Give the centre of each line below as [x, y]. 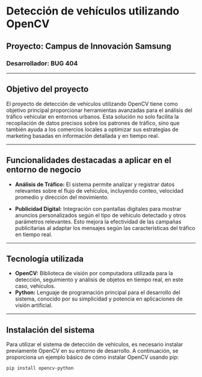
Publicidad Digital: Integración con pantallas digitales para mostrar [98, 208]
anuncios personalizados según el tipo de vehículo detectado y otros [100, 215]
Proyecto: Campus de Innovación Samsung [89, 46]
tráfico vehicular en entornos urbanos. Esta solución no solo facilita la [93, 116]
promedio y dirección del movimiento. [62, 197]
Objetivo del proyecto [47, 89]
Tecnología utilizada [45, 259]
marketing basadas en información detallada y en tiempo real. [83, 136]
